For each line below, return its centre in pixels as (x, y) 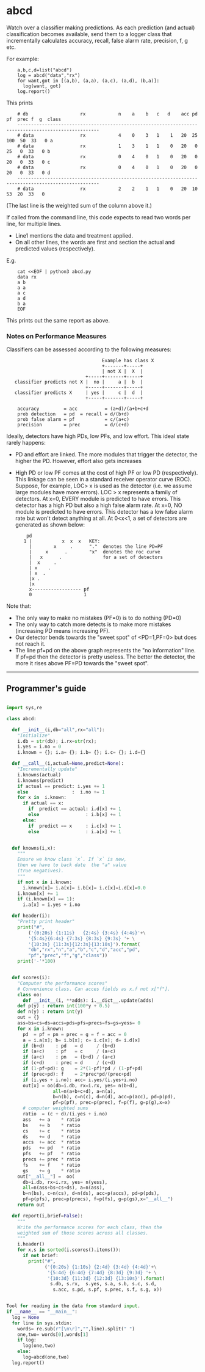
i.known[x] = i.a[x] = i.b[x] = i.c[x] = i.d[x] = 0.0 (84, 888)
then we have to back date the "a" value (72, 865)
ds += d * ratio (51, 1137)
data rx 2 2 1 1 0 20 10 (110, 189)
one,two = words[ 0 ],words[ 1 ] (53, 1334)
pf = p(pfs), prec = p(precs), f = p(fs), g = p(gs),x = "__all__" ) (98, 1199)
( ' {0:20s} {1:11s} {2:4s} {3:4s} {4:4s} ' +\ (87, 933)
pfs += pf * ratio (51, 1154)
